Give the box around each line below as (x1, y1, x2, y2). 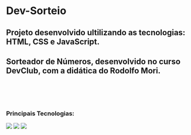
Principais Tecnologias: (6, 109, 75, 117)
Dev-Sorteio (6, 4, 67, 18)
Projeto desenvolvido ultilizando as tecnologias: (6, 28, 186, 38)
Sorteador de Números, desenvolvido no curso (6, 56, 180, 66)
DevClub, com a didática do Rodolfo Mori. (6, 66, 161, 76)
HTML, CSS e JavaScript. (6, 36, 100, 46)
